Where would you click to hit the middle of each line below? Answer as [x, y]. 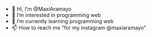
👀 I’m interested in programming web [56, 15]
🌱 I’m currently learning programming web [63, 21]
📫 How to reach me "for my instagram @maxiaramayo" [79, 28]
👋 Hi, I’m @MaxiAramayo [41, 9]
